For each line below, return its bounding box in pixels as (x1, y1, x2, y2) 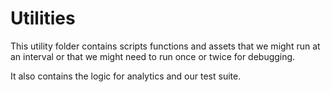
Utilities (10, 7, 76, 30)
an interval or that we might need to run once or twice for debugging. (10, 50, 296, 62)
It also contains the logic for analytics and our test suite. (10, 70, 242, 82)
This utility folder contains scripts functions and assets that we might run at (10, 40, 321, 52)
